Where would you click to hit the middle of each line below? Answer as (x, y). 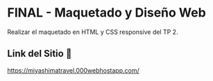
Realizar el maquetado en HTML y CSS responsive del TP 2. (93, 32)
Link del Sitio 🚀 (40, 54)
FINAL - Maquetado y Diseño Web (106, 13)
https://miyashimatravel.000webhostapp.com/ (74, 70)
